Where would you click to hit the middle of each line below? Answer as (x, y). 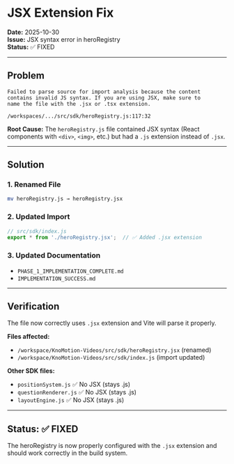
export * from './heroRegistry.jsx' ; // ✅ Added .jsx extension (104, 238)
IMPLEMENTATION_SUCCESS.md (56, 279)
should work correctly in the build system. (68, 453)
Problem (26, 75)
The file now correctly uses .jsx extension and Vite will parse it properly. (112, 323)
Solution (26, 165)
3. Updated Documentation (54, 255)
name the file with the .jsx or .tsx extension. (79, 104)
